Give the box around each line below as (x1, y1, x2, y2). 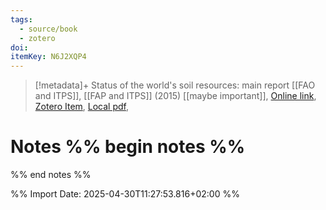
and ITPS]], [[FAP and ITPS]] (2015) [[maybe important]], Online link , (34, 90, 317, 102)
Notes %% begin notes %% (10, 136, 246, 158)
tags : (10, 14, 33, 25)
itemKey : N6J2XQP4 (10, 52, 87, 62)
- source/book (19, 24, 78, 34)
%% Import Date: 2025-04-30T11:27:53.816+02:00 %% (10, 188, 240, 200)
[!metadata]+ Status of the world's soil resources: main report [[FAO (34, 79, 316, 91)
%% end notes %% (10, 169, 92, 181)
